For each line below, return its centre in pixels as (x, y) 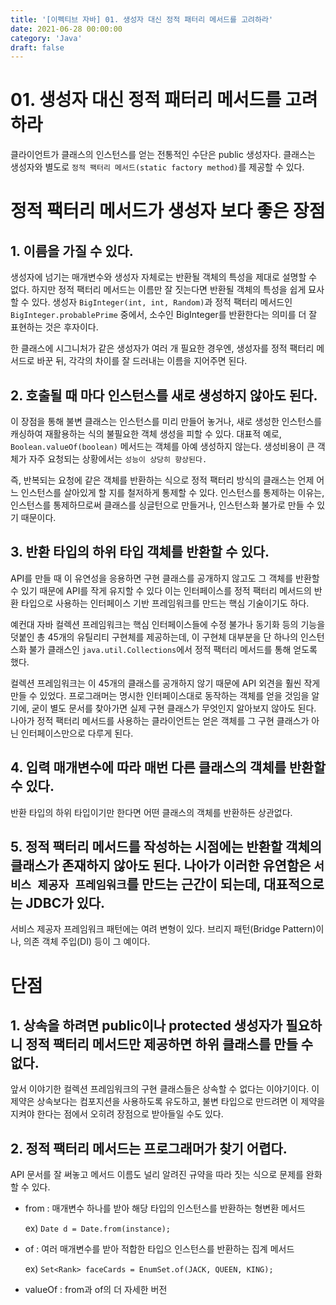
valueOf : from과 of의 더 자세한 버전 (96, 1290)
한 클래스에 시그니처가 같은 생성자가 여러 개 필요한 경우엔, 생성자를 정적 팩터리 (162, 348)
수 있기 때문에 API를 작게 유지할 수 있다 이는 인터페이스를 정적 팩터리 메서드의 (161, 590)
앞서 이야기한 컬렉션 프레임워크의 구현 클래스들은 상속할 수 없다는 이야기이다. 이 (165, 1089)
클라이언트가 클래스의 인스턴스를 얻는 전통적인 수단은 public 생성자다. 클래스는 (163, 155)
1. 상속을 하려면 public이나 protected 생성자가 (146, 1026)
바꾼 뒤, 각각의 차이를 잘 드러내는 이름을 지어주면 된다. (142, 361)
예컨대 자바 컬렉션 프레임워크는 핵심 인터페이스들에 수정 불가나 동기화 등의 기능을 (168, 624)
